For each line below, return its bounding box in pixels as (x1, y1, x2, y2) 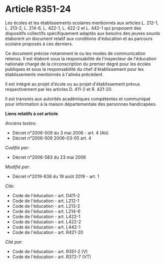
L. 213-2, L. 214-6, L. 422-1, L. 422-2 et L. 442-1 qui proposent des (5, 25, 142, 31)
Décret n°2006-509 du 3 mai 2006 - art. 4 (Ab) (12, 130, 109, 135)
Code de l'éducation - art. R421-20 (12, 229, 83, 235)
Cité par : (5, 239, 23, 245)
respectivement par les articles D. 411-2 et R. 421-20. (5, 86, 113, 92)
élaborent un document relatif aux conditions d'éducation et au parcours (5, 36, 153, 42)
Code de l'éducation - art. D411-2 (12, 192, 80, 198)
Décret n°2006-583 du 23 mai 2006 (12, 154, 86, 160)
